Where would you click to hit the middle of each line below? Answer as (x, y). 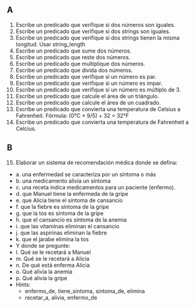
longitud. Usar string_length (50, 44)
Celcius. (26, 128)
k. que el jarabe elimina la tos (52, 239)
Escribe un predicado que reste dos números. (73, 57)
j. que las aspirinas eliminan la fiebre (61, 233)
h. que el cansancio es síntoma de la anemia (71, 220)
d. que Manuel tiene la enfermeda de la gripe (72, 193)
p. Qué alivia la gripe (41, 278)
